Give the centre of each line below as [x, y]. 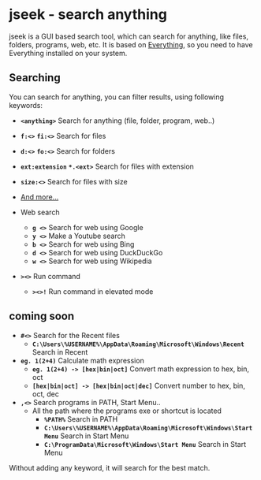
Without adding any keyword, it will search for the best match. [110, 467]
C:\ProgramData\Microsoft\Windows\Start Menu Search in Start [145, 444]
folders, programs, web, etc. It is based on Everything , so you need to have [131, 44]
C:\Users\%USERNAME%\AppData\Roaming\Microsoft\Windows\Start [148, 428]
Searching [35, 78]
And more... [39, 197]
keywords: [26, 105]
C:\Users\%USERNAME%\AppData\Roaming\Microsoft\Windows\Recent [138, 344]
